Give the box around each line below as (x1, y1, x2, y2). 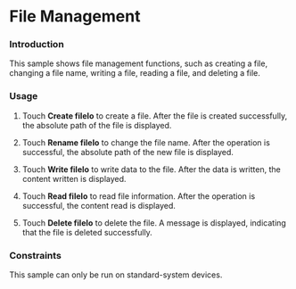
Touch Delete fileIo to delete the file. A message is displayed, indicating (21, 217, 287, 228)
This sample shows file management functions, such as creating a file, (9, 58, 268, 69)
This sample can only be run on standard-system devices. (9, 269, 223, 280)
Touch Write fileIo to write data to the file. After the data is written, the (21, 163, 281, 175)
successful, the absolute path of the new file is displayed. (21, 146, 234, 157)
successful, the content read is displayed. (21, 200, 176, 211)
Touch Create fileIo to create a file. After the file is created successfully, (21, 110, 288, 121)
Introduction (9, 38, 64, 51)
